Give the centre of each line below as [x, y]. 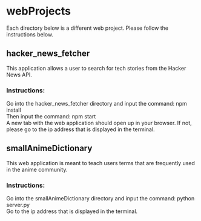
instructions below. [30, 34]
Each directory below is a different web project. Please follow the [87, 28]
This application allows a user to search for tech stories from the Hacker [96, 68]
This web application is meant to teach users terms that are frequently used [101, 163]
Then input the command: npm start [51, 117]
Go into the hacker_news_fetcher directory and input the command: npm [97, 104]
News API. [19, 75]
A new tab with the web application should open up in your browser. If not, [99, 123]
